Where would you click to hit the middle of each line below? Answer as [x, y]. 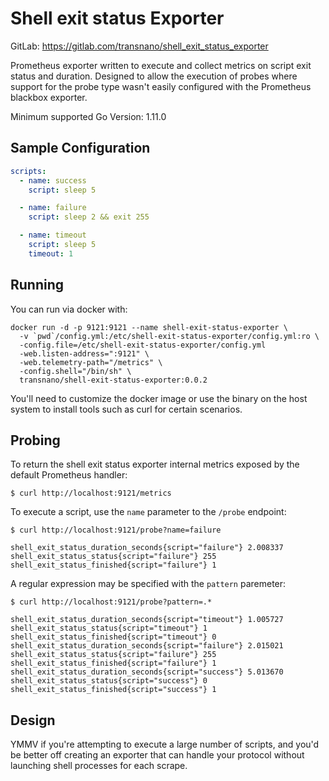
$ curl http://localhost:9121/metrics [91, 493]
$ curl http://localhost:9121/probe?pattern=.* [111, 602]
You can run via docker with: [69, 309]
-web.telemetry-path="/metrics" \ [91, 362]
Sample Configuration [80, 148]
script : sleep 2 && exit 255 [89, 217]
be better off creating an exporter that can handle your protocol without [157, 755]
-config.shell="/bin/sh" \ [75, 371]
